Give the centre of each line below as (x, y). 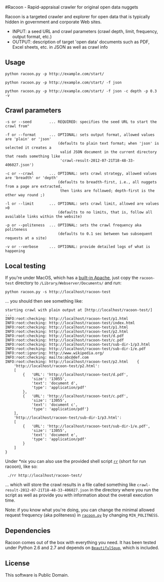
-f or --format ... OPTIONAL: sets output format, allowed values (80, 135)
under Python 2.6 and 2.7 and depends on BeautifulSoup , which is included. (82, 548)
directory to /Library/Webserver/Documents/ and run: (68, 283)
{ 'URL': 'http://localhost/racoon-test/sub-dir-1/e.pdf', (87, 427)
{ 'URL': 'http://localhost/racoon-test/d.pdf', (76, 375)
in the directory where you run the (124, 490)
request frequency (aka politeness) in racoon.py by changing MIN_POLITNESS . (82, 515)
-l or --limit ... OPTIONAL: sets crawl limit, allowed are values (82, 204)
